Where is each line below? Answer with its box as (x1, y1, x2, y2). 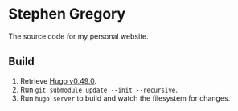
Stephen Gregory (8, 5, 126, 23)
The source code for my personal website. (8, 31, 149, 41)
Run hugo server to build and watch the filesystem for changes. (19, 93, 231, 103)
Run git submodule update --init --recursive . (19, 84, 178, 94)
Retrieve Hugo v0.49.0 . (19, 76, 97, 85)
